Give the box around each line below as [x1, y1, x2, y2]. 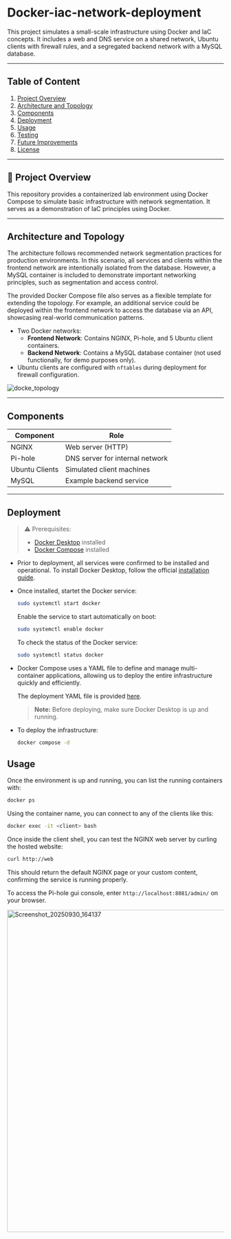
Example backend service [65, 476, 149, 485]
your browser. [7, 896, 47, 904]
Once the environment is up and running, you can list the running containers [7, 776, 223, 785]
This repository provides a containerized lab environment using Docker [7, 190, 208, 198]
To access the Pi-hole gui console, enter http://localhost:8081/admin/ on [7, 888, 219, 897]
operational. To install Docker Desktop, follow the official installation [16, 566, 210, 574]
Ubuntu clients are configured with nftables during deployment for [16, 363, 207, 372]
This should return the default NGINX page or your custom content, [7, 868, 198, 876]
